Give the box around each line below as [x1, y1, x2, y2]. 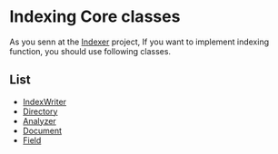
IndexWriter [22, 96, 66, 107]
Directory [22, 106, 58, 117]
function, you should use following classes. [9, 45, 171, 56]
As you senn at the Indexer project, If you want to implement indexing [9, 36, 270, 47]
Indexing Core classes [9, 6, 181, 27]
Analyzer [22, 115, 56, 126]
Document [22, 125, 62, 136]
